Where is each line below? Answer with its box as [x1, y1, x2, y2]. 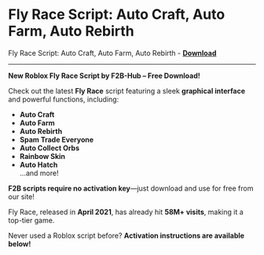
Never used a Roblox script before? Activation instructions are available [8, 231, 245, 240]
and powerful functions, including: [8, 94, 119, 104]
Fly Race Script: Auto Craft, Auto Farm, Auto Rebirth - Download [8, 48, 217, 57]
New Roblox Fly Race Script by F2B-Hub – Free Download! [8, 71, 200, 80]
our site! [8, 191, 35, 201]
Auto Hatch [19, 160, 58, 169]
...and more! [19, 168, 59, 178]
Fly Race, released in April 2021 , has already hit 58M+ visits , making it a [8, 207, 244, 216]
